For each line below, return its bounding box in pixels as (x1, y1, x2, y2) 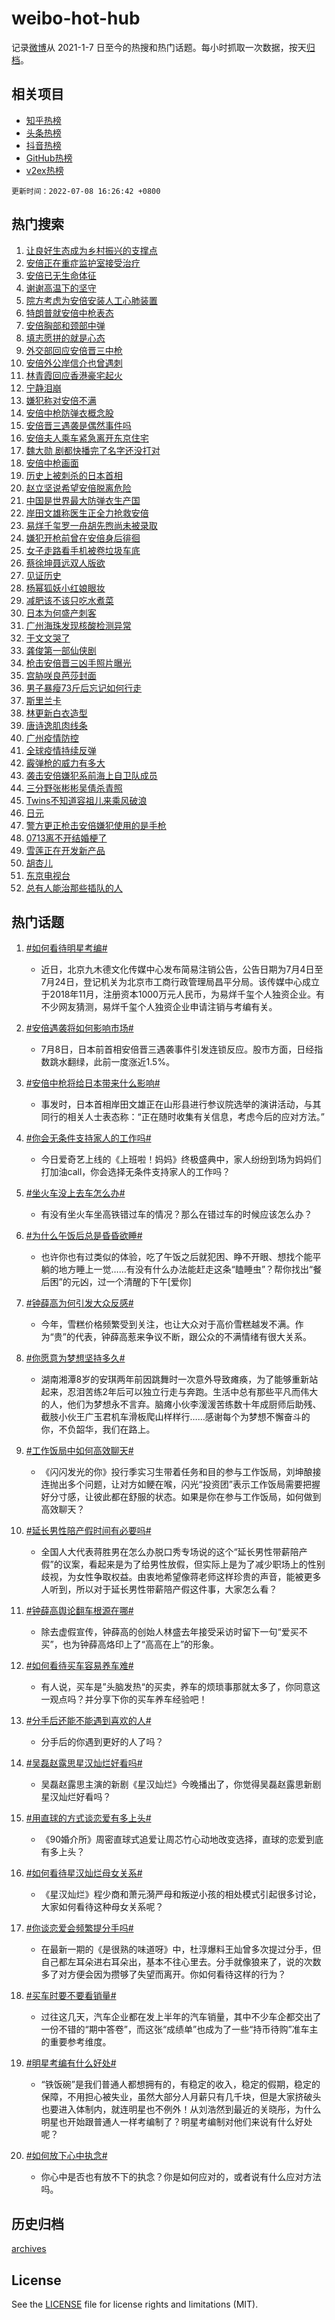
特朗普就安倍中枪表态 (25, 307, 114, 319)
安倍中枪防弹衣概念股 (25, 407, 114, 419)
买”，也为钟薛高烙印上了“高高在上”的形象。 (40, 1638, 220, 1651)
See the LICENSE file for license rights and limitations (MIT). (11, 2298, 259, 2310)
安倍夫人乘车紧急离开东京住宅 (25, 432, 149, 444)
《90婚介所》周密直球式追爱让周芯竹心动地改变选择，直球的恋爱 (40, 1833, 307, 1846)
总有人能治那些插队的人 (25, 882, 123, 894)
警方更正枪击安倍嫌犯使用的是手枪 (25, 819, 167, 831)
